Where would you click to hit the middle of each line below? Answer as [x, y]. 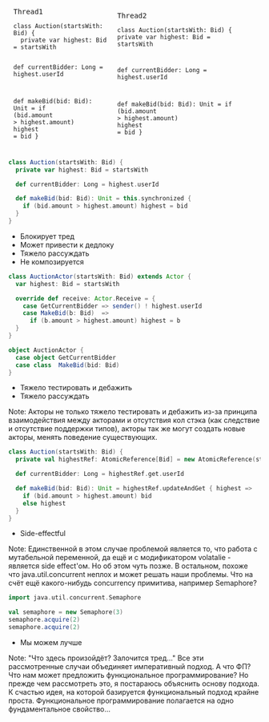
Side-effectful [43, 534]
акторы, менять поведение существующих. [83, 438]
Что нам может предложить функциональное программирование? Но [128, 675]
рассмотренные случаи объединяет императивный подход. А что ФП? [130, 666]
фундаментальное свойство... [59, 709]
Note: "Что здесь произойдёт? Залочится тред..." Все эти [106, 658]
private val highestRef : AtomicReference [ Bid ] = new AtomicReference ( [136, 460]
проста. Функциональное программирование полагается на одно [121, 700]
